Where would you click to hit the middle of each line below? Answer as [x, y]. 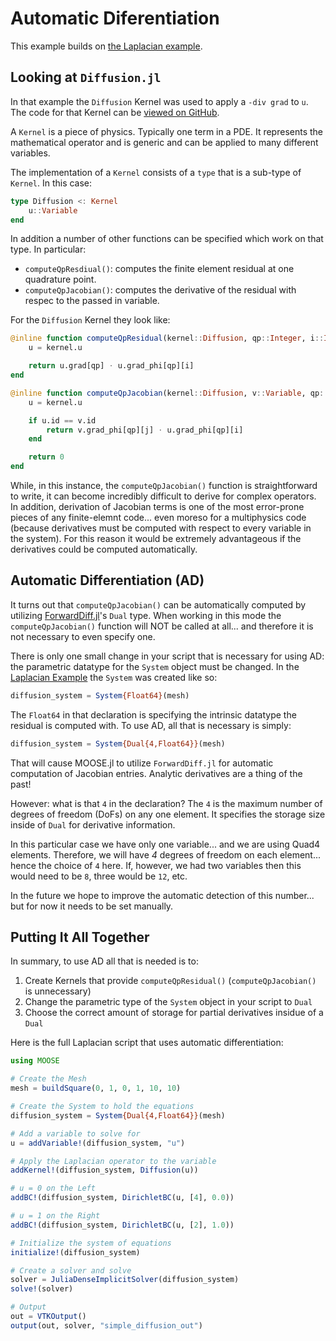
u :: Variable [53, 210]
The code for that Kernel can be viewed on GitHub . [115, 112]
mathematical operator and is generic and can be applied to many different [164, 142]
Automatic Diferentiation [115, 18]
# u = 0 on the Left [53, 1188]
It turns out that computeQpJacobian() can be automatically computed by [158, 604]
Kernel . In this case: [51, 183]
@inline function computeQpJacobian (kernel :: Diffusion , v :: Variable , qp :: [169, 393]
